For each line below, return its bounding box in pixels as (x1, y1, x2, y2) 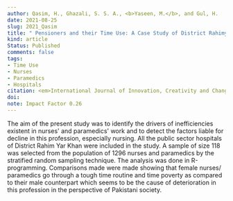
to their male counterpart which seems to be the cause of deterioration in (7, 178, 216, 186)
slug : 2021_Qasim (7, 23, 58, 30)
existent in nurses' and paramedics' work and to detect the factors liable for (7, 126, 224, 135)
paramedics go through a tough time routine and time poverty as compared (7, 171, 223, 179)
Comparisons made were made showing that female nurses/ (49, 164, 222, 172)
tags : (7, 55, 23, 62)
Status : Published (7, 42, 60, 49)
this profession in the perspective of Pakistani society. (7, 185, 162, 194)
